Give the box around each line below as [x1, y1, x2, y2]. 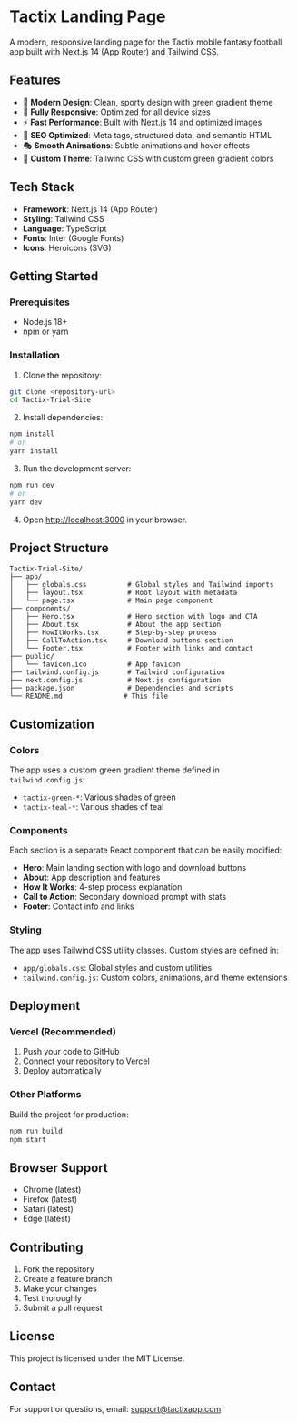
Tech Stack [9, 179, 74, 195]
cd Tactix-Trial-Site [9, 396, 92, 405]
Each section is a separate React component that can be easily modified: [9, 844, 282, 856]
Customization [9, 716, 95, 732]
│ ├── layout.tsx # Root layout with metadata [9, 589, 238, 598]
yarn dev [9, 498, 43, 507]
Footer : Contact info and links [22, 901, 134, 912]
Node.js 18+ [22, 317, 68, 328]
